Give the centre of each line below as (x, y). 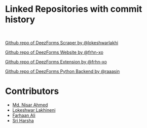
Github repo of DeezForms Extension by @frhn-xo (56, 62)
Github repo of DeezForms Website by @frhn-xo (54, 52)
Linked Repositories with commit (73, 9)
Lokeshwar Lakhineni (34, 110)
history (20, 19)
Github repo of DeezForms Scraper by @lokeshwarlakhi (62, 42)
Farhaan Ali (24, 115)
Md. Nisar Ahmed (30, 105)
